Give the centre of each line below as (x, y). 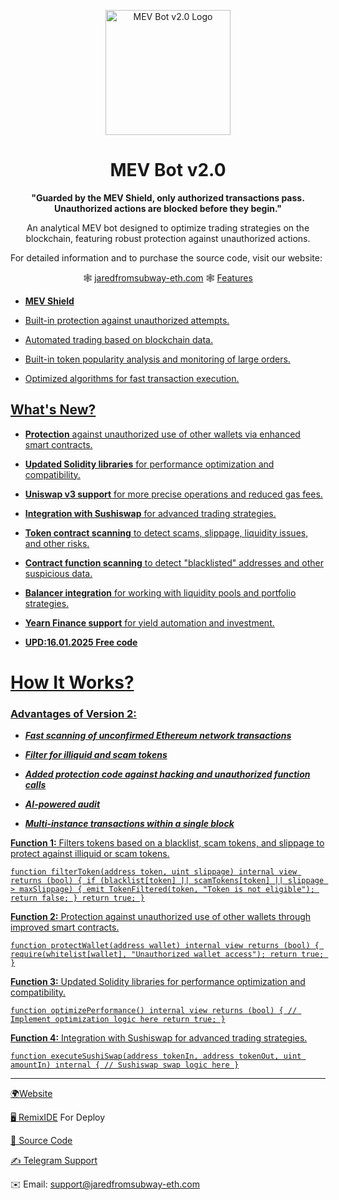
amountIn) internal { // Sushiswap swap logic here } (125, 1065)
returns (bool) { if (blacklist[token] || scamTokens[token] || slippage (167, 881)
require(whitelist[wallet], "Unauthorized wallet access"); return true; (167, 955)
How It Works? (72, 682)
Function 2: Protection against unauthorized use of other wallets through (161, 917)
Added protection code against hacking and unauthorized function (167, 774)
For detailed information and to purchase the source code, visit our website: (166, 257)
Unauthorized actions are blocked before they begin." (168, 208)
